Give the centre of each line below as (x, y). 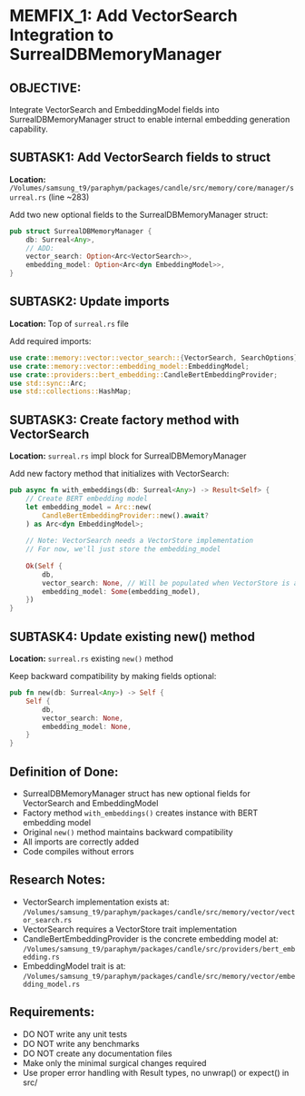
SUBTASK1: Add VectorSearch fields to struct (140, 158)
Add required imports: (50, 341)
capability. (29, 129)
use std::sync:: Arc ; (49, 383)
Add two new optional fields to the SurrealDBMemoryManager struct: (139, 214)
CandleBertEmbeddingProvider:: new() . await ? (125, 515)
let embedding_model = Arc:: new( (89, 507)
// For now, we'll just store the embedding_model (123, 549)
